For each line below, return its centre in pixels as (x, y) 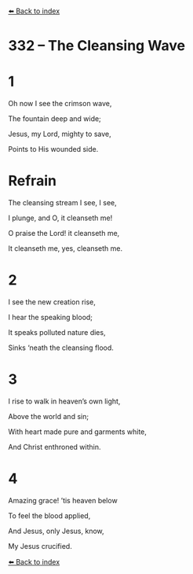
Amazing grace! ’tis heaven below (63, 500)
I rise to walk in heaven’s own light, (64, 401)
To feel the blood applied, (49, 515)
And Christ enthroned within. (55, 447)
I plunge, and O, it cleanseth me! (60, 218)
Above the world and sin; (48, 416)
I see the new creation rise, (52, 302)
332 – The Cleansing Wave (97, 46)
